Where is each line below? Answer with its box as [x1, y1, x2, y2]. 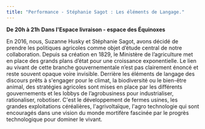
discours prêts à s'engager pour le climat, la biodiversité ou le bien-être [6, 76, 187, 84]
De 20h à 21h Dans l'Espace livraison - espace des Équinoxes [6, 26, 166, 33]
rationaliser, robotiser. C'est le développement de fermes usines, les [6, 96, 178, 103]
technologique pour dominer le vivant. [6, 116, 103, 123]
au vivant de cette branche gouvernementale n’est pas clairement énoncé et [6, 64, 199, 71]
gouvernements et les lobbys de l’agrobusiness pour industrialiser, [6, 89, 174, 97]
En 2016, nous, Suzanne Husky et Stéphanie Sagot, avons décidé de [6, 37, 179, 45]
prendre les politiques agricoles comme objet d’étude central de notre [6, 44, 182, 51]
